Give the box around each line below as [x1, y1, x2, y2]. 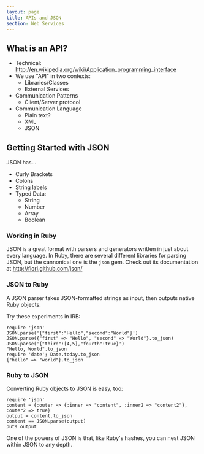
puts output [6, 423, 37, 429]
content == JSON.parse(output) [6, 418, 86, 424]
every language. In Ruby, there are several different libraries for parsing [6, 252, 187, 260]
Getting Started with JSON [6, 142, 110, 153]
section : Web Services [6, 20, 64, 26]
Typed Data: [15, 190, 47, 197]
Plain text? [24, 112, 51, 119]
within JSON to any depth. [6, 441, 73, 448]
